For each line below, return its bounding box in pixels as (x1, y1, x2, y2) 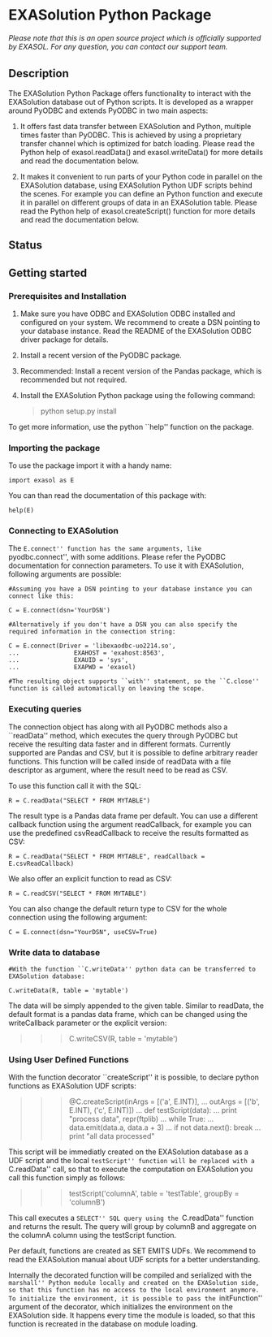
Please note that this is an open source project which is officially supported (8, 32, 261, 42)
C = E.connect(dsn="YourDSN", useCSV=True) (8, 928, 158, 936)
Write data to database (8, 946, 101, 958)
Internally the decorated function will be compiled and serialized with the (8, 1270, 252, 1280)
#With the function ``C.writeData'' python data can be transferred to (8, 965, 256, 974)
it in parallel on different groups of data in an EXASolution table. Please (19, 197, 257, 207)
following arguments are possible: (8, 569, 122, 579)
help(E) (8, 506, 35, 515)
